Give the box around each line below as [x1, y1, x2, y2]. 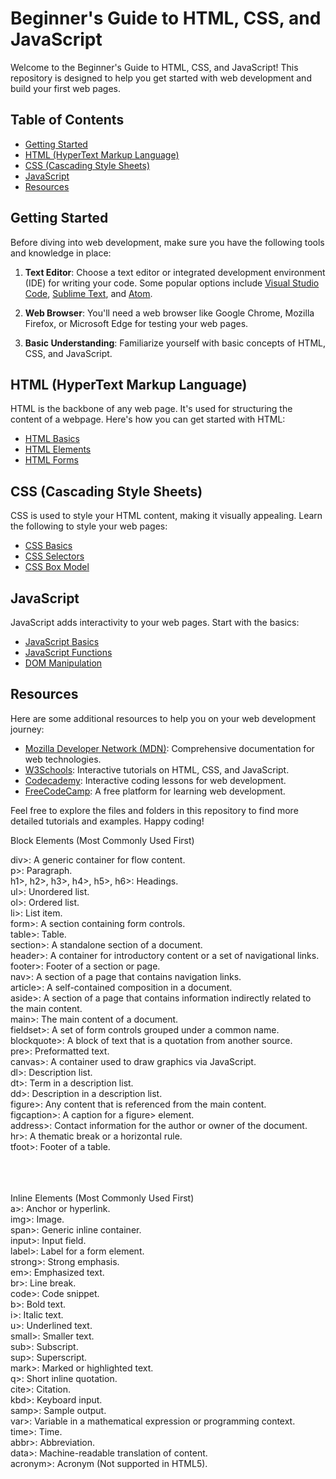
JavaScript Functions [24, 647, 113, 658]
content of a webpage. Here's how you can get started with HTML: [10, 413, 286, 426]
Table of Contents [10, 112, 125, 129]
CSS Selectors [24, 550, 85, 562]
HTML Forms [24, 454, 79, 466]
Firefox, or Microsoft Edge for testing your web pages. [24, 317, 249, 329]
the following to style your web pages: [10, 520, 168, 532]
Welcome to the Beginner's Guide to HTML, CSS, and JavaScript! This [10, 61, 299, 73]
